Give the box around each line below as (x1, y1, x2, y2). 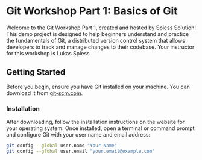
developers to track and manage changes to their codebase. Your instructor (6, 43, 195, 51)
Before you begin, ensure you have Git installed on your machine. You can (6, 83, 190, 90)
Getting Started (6, 67, 66, 78)
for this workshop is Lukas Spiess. (6, 49, 92, 57)
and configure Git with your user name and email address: (6, 131, 151, 138)
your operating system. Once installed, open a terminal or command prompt (6, 125, 195, 132)
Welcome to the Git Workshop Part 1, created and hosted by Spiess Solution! (6, 24, 196, 31)
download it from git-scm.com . (6, 89, 83, 97)
